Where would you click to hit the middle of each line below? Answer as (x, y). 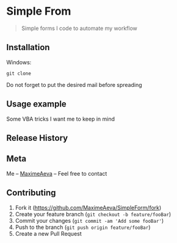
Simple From (39, 11)
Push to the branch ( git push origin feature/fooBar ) (83, 227)
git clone (19, 73)
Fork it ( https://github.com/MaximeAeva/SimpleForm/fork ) (88, 207)
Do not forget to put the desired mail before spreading (74, 84)
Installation (28, 47)
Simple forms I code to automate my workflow (79, 28)
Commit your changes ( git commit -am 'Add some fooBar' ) (89, 220)
